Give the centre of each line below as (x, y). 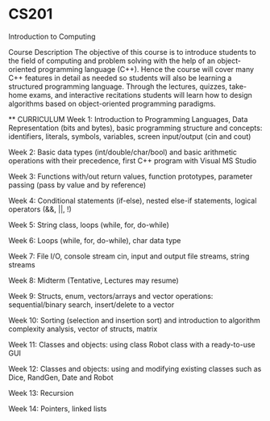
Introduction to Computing (52, 36)
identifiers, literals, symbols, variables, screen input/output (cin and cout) (130, 136)
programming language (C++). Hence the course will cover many (146, 69)
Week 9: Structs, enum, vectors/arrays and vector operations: (111, 296)
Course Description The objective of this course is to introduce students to (132, 52)
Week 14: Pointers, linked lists (58, 408)
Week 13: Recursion (41, 393)
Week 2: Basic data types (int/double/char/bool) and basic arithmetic (123, 152)
